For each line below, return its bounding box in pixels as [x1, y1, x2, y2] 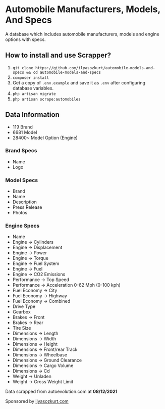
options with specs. [5, 36, 46, 42]
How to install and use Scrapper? [5, 51, 111, 60]
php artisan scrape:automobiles [12, 97, 81, 102]
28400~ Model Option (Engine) [12, 134, 78, 141]
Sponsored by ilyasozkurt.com [5, 398, 69, 404]
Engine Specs [5, 222, 40, 230]
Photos [12, 210, 28, 216]
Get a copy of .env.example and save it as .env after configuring [12, 79, 145, 85]
